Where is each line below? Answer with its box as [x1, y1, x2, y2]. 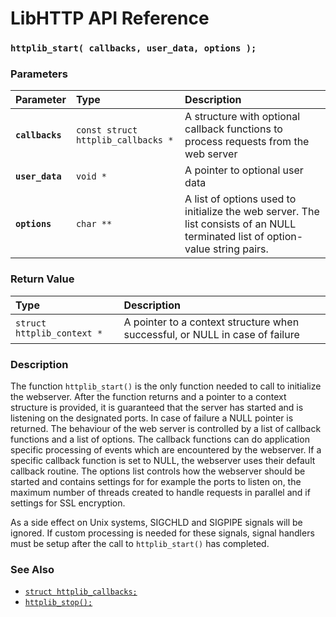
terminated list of [184, 230, 265, 244]
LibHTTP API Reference [10, 7, 210, 30]
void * [75, 171, 108, 182]
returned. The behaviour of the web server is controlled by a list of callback [10, 423, 322, 434]
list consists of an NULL [184, 217, 297, 231]
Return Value [10, 272, 75, 286]
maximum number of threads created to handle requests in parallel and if [10, 487, 311, 498]
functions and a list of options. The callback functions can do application [10, 433, 310, 445]
